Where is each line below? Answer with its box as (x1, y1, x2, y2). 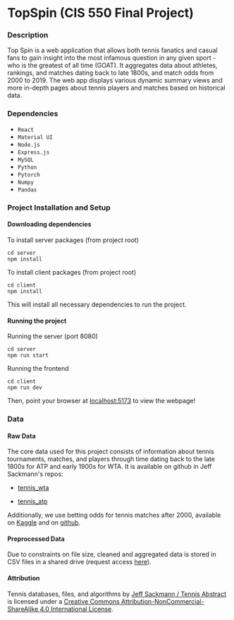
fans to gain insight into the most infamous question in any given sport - (7, 54, 216, 62)
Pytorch (17, 171, 40, 178)
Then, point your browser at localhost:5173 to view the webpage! (7, 397, 196, 405)
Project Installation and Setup (7, 203, 111, 213)
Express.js (17, 148, 50, 156)
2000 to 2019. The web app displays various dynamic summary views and (7, 76, 223, 85)
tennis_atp (17, 497, 48, 506)
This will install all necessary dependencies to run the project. (7, 300, 187, 309)
